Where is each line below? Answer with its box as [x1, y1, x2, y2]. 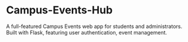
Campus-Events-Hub [6, 3, 113, 17]
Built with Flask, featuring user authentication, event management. [6, 29, 167, 36]
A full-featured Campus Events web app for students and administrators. [6, 23, 183, 30]
